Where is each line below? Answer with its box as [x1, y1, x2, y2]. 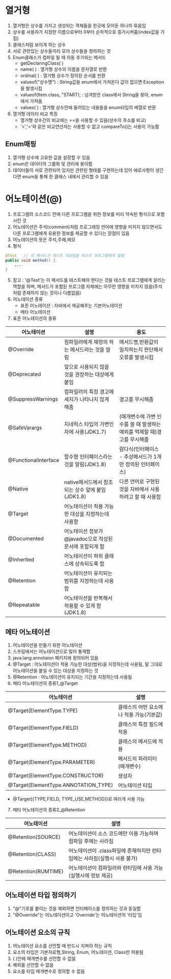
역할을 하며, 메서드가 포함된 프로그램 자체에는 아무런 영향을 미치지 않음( [12, 283, 154, 289]
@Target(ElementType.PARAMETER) [8, 759, 96, 765]
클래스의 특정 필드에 [118, 721, 163, 728]
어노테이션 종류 [12, 296, 43, 302]
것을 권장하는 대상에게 [64, 371, 114, 378]
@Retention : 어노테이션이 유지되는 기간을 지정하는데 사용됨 [12, 674, 132, 680]
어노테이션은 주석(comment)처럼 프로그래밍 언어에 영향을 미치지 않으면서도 [12, 224, 163, 230]
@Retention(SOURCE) [8, 834, 61, 840]
